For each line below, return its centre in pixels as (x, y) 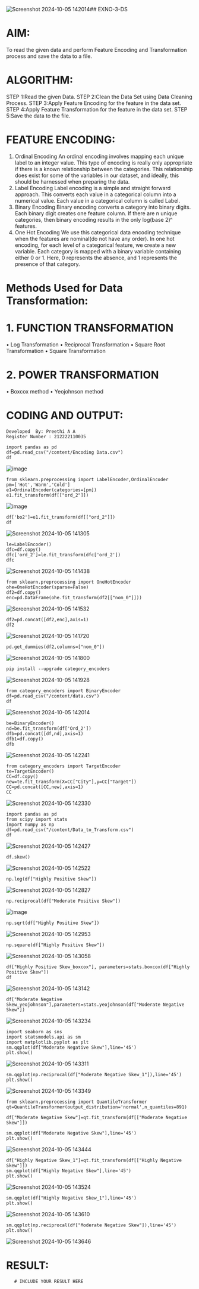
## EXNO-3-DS (109, 9)
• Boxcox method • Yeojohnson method (55, 391)
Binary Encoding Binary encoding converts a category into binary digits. (103, 207)
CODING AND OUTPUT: (65, 416)
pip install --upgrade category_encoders (58, 669)
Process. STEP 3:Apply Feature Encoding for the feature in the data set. (94, 103)
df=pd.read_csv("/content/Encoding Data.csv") (65, 452)
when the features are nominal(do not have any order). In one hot (94, 238)
